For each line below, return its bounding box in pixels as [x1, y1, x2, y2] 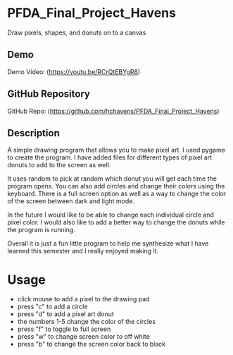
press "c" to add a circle [17, 302, 88, 311]
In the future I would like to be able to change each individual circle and [7, 210, 215, 219]
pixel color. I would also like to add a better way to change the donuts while [7, 218, 225, 227]
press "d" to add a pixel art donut [17, 310, 114, 318]
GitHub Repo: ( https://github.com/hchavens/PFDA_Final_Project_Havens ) [7, 107, 220, 115]
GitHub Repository [7, 88, 90, 100]
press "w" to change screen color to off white [17, 332, 150, 341]
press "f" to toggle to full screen [17, 325, 111, 333]
